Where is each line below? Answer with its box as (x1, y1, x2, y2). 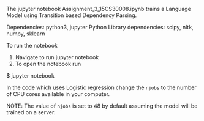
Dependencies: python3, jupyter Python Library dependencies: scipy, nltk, (6, 24, 194, 31)
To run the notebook (6, 42, 58, 49)
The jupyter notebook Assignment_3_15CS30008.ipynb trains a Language (6, 5, 191, 12)
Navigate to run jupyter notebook (15, 54, 99, 61)
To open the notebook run (15, 61, 81, 67)
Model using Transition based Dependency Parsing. (6, 12, 137, 19)
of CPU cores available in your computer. (6, 90, 110, 97)
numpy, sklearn (6, 30, 45, 37)
